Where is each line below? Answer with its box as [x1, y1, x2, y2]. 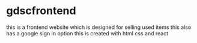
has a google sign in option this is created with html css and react [6, 29, 169, 37]
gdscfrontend [6, 4, 76, 18]
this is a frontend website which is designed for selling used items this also [6, 24, 192, 31]
